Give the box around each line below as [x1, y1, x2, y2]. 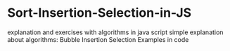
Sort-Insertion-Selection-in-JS [7, 5, 192, 21]
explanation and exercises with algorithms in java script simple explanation [7, 28, 224, 36]
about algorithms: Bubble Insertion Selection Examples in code [7, 35, 189, 43]
